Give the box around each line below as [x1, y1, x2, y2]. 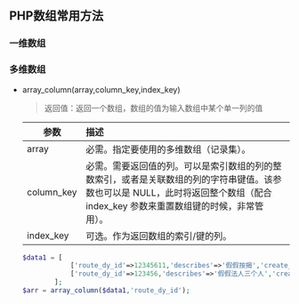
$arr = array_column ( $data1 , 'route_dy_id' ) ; [21, 286, 190, 295]
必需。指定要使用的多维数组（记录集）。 [85, 143, 251, 156]
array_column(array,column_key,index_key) [21, 84, 181, 95]
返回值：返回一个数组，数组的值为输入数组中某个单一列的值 [44, 102, 263, 113]
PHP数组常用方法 [9, 8, 104, 24]
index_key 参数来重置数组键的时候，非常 [85, 199, 255, 212]
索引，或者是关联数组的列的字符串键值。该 [94, 172, 273, 185]
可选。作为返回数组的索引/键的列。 [85, 229, 232, 242]
